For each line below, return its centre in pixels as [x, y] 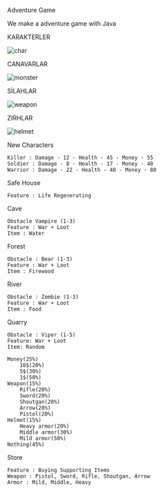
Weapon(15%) [24, 384]
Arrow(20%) [35, 408]
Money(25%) [23, 359]
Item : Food [24, 309]
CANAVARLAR [27, 64]
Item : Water [26, 233]
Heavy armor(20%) [45, 426]
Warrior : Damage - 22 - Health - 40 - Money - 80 [82, 170]
